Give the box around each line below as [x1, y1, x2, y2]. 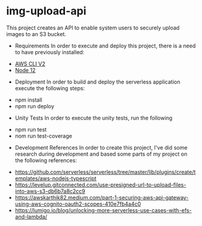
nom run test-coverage [14, 132, 72, 139]
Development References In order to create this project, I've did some [14, 144, 188, 151]
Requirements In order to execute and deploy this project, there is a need [14, 42, 196, 49]
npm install [14, 96, 43, 103]
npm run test [14, 126, 47, 133]
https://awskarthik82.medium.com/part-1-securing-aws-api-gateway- [14, 194, 189, 201]
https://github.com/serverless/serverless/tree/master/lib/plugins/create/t [14, 168, 196, 176]
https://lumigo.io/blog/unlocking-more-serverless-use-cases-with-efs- [14, 206, 192, 214]
